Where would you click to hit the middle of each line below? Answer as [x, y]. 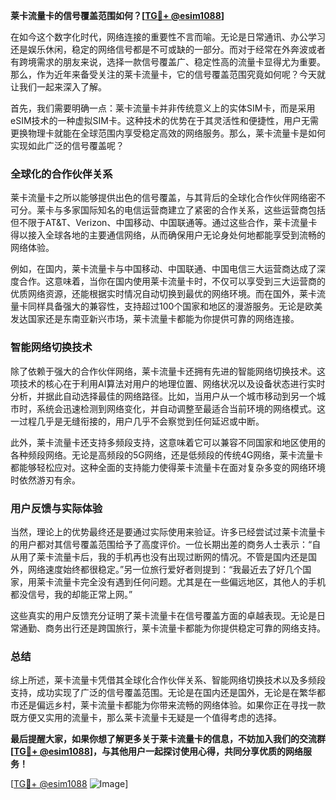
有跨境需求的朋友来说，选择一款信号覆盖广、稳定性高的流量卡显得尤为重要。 [168, 62]
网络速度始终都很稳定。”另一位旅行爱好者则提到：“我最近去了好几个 [165, 569]
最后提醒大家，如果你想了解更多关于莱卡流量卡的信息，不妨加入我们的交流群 [168, 739]
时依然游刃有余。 [45, 480]
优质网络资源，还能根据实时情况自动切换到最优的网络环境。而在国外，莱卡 [163, 294]
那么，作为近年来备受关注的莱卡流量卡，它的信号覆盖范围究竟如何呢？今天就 [168, 74]
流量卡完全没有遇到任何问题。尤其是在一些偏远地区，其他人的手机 [189, 581]
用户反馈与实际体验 [56, 508]
